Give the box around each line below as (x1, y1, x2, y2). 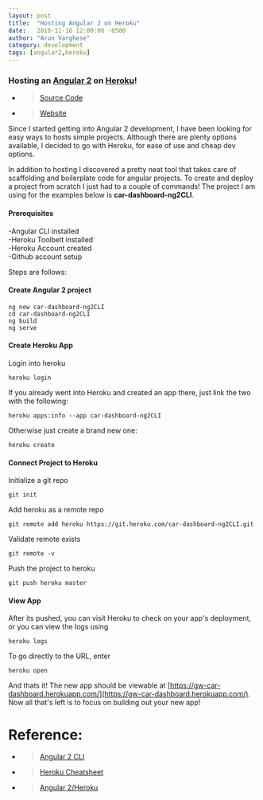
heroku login (8, 374, 52, 382)
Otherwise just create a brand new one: (8, 425, 137, 435)
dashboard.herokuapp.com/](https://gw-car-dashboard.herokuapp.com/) (8, 689, 249, 699)
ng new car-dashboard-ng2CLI (8, 303, 105, 311)
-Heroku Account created (8, 243, 92, 253)
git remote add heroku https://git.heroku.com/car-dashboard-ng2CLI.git (8, 520, 254, 528)
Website (39, 108, 67, 118)
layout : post (8, 11, 52, 20)
